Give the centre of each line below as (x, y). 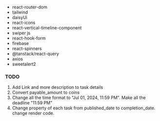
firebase (20, 43)
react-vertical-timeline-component (47, 28)
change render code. (33, 113)
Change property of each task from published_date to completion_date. (84, 108)
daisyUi (20, 17)
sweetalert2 (24, 64)
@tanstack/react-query (36, 54)
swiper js (21, 33)
